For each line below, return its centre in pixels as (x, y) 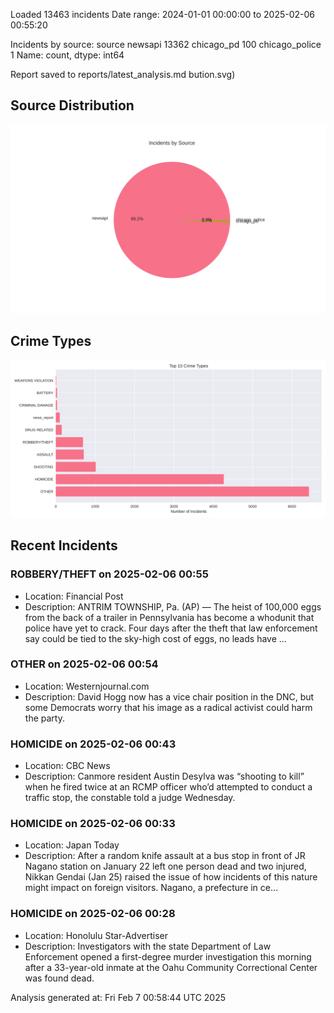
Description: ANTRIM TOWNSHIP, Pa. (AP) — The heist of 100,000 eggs (173, 606)
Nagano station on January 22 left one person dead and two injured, (165, 866)
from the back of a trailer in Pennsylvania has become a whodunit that (169, 617)
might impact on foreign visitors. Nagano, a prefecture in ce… (151, 888)
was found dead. (59, 978)
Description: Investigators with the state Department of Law (148, 946)
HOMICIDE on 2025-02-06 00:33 (93, 824)
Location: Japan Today (72, 845)
